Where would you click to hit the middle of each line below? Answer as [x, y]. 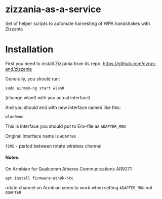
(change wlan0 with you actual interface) [48, 97]
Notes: [13, 158]
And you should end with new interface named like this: [63, 107]
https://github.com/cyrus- [130, 63]
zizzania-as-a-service [53, 9]
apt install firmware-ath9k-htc [39, 178]
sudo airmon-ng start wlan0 [35, 88]
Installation [29, 50]
